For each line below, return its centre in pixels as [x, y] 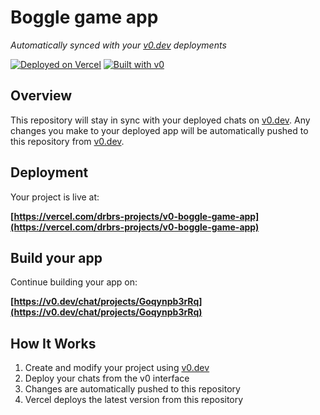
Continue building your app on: [74, 282]
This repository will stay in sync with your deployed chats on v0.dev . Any [160, 120]
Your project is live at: [55, 197]
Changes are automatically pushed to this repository [132, 389]
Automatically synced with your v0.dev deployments [118, 45]
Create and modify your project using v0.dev [117, 368]
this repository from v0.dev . [67, 141]
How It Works [53, 343]
